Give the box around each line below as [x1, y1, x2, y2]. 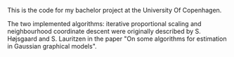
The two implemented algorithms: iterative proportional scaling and [7, 20, 202, 27]
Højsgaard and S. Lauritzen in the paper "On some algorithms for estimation [7, 34, 227, 43]
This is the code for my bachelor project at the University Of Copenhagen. [7, 6, 222, 14]
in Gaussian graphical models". [7, 42, 97, 50]
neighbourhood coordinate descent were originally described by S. [7, 27, 202, 35]
